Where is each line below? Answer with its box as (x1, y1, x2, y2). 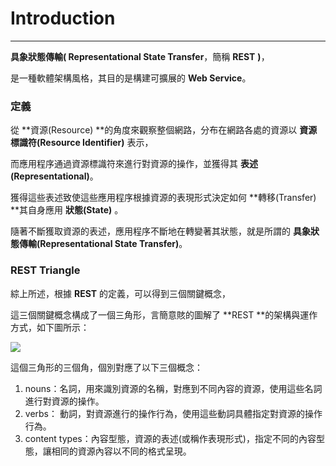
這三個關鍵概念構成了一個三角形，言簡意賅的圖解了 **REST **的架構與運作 (10, 308, 318, 321)
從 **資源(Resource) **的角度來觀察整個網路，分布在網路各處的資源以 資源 (10, 124, 318, 136)
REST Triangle (10, 263, 81, 277)
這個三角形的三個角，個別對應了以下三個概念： (10, 361, 203, 373)
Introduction (10, 7, 116, 30)
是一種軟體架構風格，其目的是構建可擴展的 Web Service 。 (10, 72, 252, 84)
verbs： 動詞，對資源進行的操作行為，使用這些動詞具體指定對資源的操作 (24, 407, 323, 419)
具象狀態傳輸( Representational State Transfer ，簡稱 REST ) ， (10, 50, 270, 62)
